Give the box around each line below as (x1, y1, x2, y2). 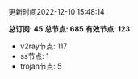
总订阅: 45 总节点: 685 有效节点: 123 (8, 24, 131, 34)
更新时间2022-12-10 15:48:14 (8, 7, 105, 16)
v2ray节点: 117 (19, 41, 68, 51)
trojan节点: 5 (19, 61, 62, 71)
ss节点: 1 (19, 52, 50, 60)
